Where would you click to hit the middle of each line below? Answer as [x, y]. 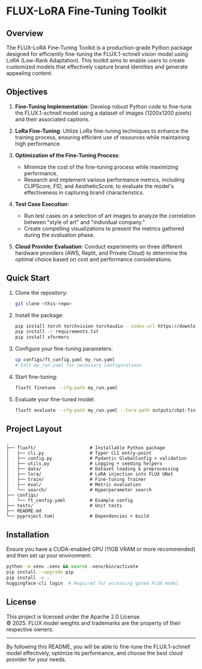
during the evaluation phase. [59, 235]
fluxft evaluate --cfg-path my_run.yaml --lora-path [82, 410]
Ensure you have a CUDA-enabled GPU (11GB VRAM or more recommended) [101, 549]
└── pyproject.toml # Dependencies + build [78, 516]
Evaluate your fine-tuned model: [55, 399]
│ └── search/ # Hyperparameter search [79, 490]
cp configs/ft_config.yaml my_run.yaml [65, 360]
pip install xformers [42, 338]
